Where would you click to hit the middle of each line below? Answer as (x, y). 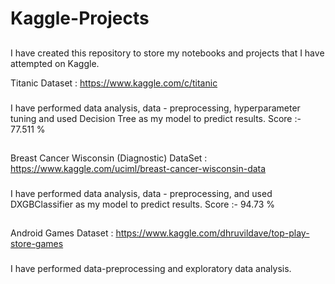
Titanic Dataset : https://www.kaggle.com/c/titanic (114, 83)
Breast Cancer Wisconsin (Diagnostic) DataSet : (109, 158)
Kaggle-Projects (80, 18)
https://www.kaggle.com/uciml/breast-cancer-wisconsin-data (138, 168)
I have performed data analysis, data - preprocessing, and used (141, 193)
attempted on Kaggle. (55, 63)
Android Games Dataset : (62, 233)
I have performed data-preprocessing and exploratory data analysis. (151, 269)
